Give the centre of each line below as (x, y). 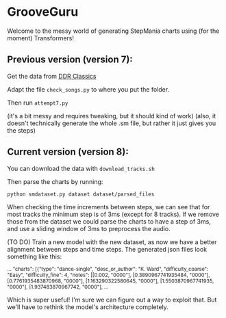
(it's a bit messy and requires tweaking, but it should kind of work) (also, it (112, 116)
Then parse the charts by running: (55, 181)
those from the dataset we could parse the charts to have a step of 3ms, (109, 221)
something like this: (35, 256)
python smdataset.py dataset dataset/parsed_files (81, 194)
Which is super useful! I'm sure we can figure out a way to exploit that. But (112, 300)
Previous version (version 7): (70, 60)
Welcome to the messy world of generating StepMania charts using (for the (113, 31)
